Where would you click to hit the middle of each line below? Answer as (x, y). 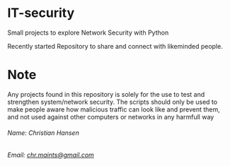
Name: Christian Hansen (43, 133)
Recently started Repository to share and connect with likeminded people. (115, 46)
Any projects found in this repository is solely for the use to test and (106, 94)
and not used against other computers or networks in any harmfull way (111, 117)
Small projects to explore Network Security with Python (88, 32)
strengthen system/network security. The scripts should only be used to (113, 102)
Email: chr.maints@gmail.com (51, 155)
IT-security (41, 13)
